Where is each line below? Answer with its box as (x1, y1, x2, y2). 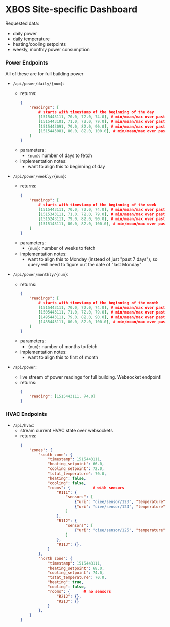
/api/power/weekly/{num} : (12, 173, 67, 179)
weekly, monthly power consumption (12, 46, 90, 52)
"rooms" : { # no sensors (47, 589, 111, 594)
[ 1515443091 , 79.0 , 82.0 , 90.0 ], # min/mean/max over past (38, 123, 165, 129)
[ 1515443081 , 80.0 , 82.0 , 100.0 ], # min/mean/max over (38, 129, 157, 134)
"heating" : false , (47, 476, 87, 481)
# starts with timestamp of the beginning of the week (38, 202, 157, 207)
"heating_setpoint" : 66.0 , (47, 461, 105, 467)
